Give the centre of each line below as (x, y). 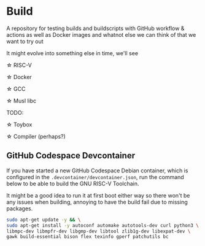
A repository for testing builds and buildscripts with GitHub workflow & (95, 28)
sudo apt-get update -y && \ (44, 220)
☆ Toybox (19, 125)
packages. (20, 208)
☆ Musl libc (21, 101)
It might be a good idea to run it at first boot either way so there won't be (98, 195)
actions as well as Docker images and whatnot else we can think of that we (101, 34)
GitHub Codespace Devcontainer (71, 156)
